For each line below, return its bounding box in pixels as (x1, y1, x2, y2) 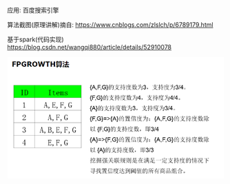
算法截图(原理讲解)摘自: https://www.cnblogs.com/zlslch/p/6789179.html (7, 21, 213, 29)
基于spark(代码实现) (7, 35, 64, 43)
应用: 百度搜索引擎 (7, 6, 59, 14)
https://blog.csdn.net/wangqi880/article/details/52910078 (7, 43, 172, 51)
